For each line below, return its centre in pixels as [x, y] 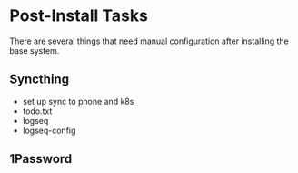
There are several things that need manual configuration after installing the [149, 41]
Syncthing [40, 80]
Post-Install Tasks [79, 16]
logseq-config [49, 130]
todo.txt [37, 111]
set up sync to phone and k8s [78, 101]
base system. [35, 50]
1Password [41, 159]
